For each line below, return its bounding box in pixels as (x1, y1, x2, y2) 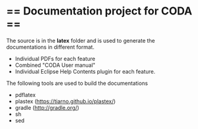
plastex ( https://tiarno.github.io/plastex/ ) (14, 98, 116, 105)
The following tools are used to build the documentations (6, 80, 148, 87)
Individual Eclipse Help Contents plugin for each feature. (14, 68, 156, 75)
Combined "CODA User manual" (14, 61, 95, 69)
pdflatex (14, 91, 36, 98)
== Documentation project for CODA (6, 4, 193, 18)
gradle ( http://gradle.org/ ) (14, 104, 80, 111)
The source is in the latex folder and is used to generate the (6, 37, 155, 44)
